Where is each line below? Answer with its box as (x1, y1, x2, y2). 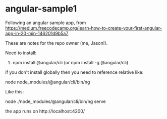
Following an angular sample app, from (5, 20, 86, 26)
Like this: (5, 88, 24, 94)
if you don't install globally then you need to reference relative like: (5, 69, 144, 75)
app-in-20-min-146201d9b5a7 (5, 30, 69, 36)
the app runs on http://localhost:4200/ (5, 108, 85, 114)
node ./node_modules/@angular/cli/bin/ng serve (5, 98, 106, 104)
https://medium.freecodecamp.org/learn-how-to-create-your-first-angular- (5, 25, 162, 31)
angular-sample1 (5, 3, 77, 15)
